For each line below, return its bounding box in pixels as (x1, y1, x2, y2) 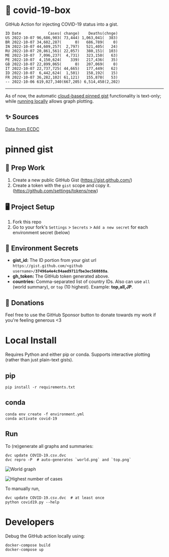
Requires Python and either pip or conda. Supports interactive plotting (5, 351, 150, 357)
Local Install (5, 335, 57, 346)
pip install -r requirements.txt (5, 385, 75, 390)
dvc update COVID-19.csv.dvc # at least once (5, 495, 105, 500)
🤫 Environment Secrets (5, 244, 79, 252)
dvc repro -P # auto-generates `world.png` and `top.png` (5, 457, 132, 462)
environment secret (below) (12, 229, 70, 235)
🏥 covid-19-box (5, 5, 71, 16)
